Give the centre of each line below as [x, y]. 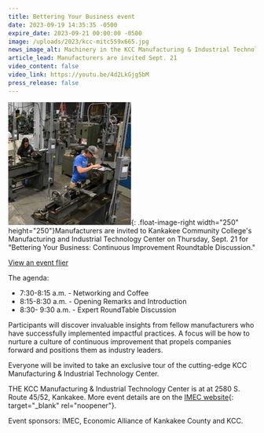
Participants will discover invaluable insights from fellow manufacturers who [131, 325]
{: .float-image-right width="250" [185, 222]
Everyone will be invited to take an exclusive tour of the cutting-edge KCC [128, 365]
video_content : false [44, 67]
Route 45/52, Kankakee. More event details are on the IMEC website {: [121, 397]
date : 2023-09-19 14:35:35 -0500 [63, 25]
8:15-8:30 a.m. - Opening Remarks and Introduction [103, 301]
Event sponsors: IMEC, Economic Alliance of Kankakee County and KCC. [126, 420]
